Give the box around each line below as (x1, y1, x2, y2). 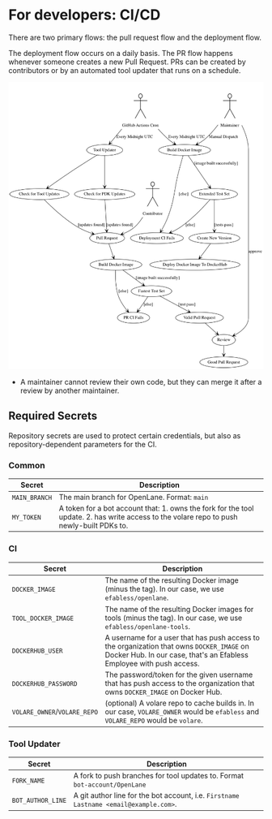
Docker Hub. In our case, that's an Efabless (104, 649, 249, 659)
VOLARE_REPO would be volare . (104, 716, 204, 726)
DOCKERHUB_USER (11, 647, 63, 655)
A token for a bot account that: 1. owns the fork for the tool (58, 503, 254, 513)
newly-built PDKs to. (58, 520, 129, 530)
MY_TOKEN (11, 513, 42, 521)
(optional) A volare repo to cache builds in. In (104, 698, 255, 708)
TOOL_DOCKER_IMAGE (11, 614, 74, 623)
